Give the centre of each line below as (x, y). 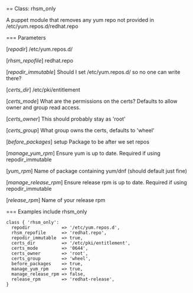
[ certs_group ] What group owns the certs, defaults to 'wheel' (80, 130)
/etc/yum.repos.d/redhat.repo (42, 26)
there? (14, 78)
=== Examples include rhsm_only (47, 211)
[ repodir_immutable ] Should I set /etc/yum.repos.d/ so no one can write (93, 72)
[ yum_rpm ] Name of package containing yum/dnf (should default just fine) (97, 171)
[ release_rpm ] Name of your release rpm (56, 200)
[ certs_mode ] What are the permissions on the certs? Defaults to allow (92, 101)
